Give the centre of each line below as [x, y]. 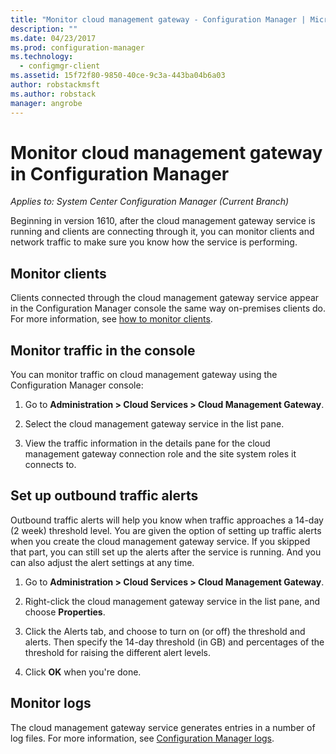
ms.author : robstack [53, 94]
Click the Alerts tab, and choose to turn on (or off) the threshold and [165, 631]
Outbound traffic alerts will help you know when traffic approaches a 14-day [167, 520]
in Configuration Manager [120, 173]
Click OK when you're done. [83, 672]
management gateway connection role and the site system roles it [160, 454]
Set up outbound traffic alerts [104, 496]
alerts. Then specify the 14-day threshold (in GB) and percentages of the [174, 642]
